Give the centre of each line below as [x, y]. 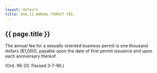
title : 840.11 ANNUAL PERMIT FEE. [40, 14]
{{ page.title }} [28, 34]
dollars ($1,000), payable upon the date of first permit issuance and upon [79, 51]
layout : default [22, 10]
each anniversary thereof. [31, 56]
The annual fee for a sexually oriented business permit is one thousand [77, 46]
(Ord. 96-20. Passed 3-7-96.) [35, 66]
